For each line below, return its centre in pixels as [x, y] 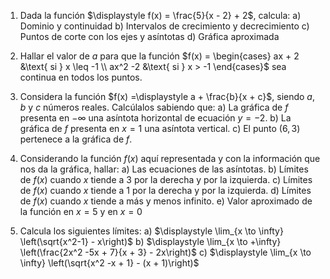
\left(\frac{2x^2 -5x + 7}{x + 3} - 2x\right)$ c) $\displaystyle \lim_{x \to [165, 252]
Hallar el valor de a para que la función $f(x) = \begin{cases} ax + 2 [159, 56]
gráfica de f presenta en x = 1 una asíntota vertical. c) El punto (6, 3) [160, 128]
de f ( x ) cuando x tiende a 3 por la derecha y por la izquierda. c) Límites [166, 179]
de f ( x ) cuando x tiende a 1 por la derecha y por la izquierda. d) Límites [165, 190]
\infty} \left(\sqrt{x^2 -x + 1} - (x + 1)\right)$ [109, 263]
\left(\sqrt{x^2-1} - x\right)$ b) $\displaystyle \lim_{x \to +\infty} [150, 241]
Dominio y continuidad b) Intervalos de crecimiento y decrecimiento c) [164, 26]
